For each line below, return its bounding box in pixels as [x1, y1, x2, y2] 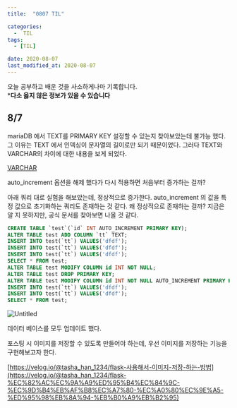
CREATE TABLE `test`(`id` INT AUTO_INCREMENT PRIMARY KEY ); [7, 224, 188, 232]
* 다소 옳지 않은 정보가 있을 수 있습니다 [7, 91, 111, 100]
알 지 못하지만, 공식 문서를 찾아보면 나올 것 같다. [7, 210, 139, 219]
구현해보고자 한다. [7, 348, 57, 356]
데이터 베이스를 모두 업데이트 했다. [7, 324, 102, 332]
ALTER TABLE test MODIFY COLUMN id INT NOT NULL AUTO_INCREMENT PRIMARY [7, 277, 226, 284]
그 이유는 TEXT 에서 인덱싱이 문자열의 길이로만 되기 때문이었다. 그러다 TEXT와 [7, 140, 223, 149]
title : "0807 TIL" [7, 10, 65, 18]
